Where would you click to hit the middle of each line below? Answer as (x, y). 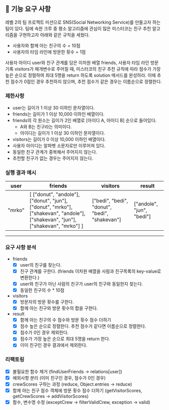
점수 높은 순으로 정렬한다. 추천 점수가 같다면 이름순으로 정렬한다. (83, 326)
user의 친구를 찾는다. (41, 265)
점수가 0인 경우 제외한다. (44, 333)
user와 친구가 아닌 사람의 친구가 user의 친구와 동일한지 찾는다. (81, 284)
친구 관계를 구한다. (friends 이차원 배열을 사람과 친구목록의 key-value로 (91, 271)
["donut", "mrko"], (51, 207)
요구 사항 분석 (21, 247)
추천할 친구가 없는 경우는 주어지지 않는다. (53, 159)
